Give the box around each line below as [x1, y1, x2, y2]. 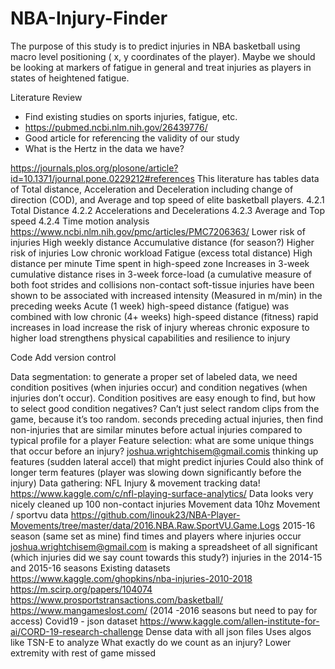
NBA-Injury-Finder [10, 7, 168, 30]
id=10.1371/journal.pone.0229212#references [10, 172, 195, 184]
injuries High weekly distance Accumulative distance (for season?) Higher [10, 236, 315, 248]
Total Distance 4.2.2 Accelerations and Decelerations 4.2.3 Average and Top [10, 204, 325, 216]
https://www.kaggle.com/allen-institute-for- [139, 615, 320, 627]
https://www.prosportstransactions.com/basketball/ [10, 593, 224, 606]
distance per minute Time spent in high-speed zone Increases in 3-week [10, 257, 310, 269]
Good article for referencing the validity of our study [24, 132, 240, 144]
